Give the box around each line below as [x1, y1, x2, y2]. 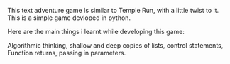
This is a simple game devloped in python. [7, 14, 131, 22]
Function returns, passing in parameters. [7, 49, 126, 57]
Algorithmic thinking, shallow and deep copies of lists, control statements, [7, 41, 224, 49]
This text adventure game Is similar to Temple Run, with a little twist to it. [7, 6, 219, 14]
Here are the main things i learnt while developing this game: [7, 28, 185, 36]
